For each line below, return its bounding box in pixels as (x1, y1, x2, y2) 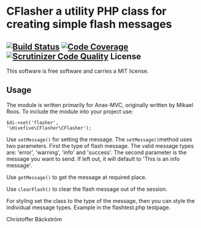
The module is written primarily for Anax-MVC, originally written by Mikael (6, 101, 194, 108)
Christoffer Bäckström (6, 215, 63, 222)
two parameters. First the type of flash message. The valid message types (6, 142, 194, 149)
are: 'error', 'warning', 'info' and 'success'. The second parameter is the (6, 149, 187, 156)
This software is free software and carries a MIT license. (6, 67, 149, 75)
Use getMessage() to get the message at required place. (6, 173, 147, 181)
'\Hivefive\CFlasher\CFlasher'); (6, 125, 92, 131)
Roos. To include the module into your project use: (6, 108, 134, 115)
